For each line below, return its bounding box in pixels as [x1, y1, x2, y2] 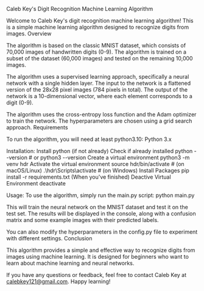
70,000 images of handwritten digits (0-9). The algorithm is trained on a [6, 48, 187, 56]
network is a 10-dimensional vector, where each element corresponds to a [6, 93, 193, 99]
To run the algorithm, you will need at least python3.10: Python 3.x [6, 135, 172, 143]
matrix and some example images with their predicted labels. [6, 217, 160, 223]
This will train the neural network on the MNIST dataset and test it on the [6, 204, 189, 210]
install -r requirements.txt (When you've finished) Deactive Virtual [6, 173, 172, 181]
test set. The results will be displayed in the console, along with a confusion [6, 210, 196, 217]
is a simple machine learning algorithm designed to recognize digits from [6, 24, 189, 31]
